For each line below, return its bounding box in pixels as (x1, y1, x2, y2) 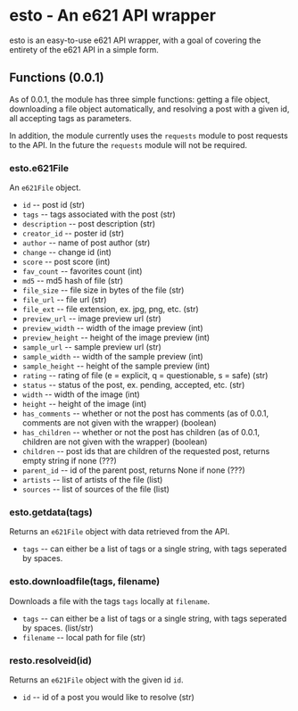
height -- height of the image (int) (21, 399, 147, 409)
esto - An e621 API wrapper (9, 5, 217, 26)
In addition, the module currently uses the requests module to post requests (9, 130, 288, 141)
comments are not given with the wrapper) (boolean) (21, 418, 217, 428)
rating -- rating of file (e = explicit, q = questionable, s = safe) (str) (21, 370, 269, 381)
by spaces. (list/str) (21, 622, 94, 633)
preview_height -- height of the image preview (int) (21, 332, 211, 343)
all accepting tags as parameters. (9, 112, 132, 123)
